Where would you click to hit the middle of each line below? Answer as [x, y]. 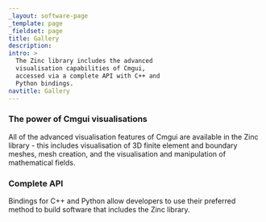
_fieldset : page [35, 31]
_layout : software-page [48, 16]
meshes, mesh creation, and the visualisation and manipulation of [117, 153]
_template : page [35, 23]
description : [30, 46]
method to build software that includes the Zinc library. [100, 209]
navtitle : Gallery [39, 91]
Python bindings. [45, 83]
